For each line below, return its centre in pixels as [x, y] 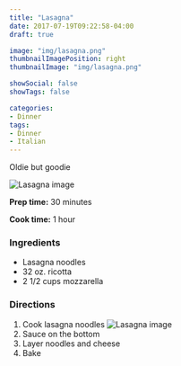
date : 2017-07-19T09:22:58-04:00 [72, 26]
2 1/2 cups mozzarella [63, 281]
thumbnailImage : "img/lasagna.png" [76, 67]
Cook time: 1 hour [43, 219]
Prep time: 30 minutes [51, 202]
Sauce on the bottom [61, 334]
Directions [32, 305]
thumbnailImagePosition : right [68, 59]
